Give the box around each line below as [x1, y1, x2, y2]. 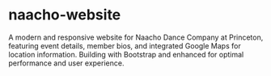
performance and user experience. [8, 58, 125, 68]
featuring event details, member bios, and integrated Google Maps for [8, 40, 241, 50]
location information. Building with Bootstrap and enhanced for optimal [8, 49, 244, 59]
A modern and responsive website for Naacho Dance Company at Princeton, [8, 32, 264, 42]
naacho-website [8, 6, 121, 24]
